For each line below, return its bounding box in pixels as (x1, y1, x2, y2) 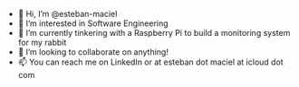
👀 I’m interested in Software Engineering (17, 18, 169, 29)
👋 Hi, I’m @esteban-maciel (17, 9, 118, 19)
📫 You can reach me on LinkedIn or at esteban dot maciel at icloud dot (17, 57, 284, 67)
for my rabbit (17, 37, 67, 48)
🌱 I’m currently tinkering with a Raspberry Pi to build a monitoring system (17, 28, 291, 38)
